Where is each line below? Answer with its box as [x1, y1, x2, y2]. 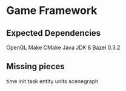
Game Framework [6, 4, 98, 18]
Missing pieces [6, 61, 65, 72]
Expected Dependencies [6, 28, 101, 38]
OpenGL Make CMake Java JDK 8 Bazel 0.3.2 [6, 44, 121, 51]
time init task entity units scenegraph [6, 77, 99, 85]
